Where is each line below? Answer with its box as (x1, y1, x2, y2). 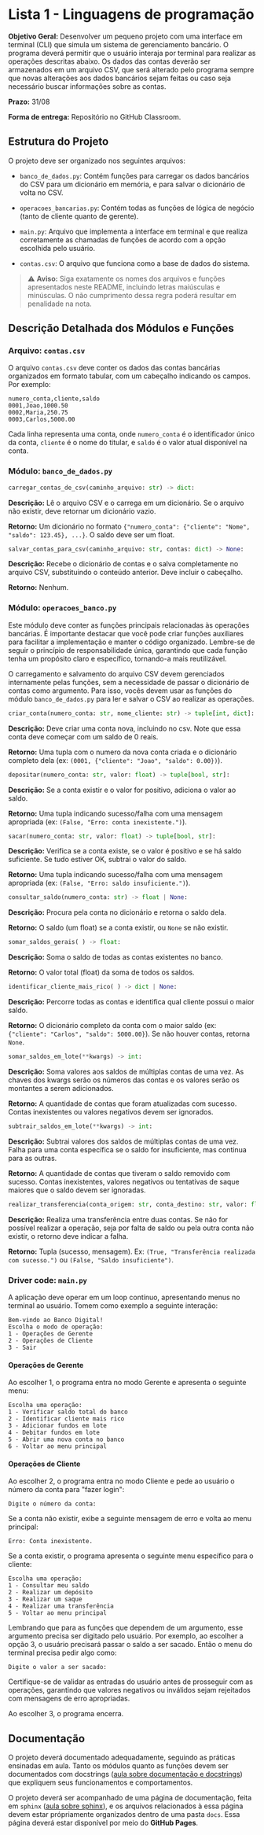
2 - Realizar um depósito (8, 1589, 93, 1597)
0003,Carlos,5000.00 (8, 415, 76, 424)
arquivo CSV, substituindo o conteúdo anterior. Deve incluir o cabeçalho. (8, 568, 244, 577)
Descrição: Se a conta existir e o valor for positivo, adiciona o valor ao (8, 785, 236, 794)
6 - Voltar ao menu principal (8, 1443, 108, 1450)
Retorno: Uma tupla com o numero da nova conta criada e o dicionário (8, 747, 237, 757)
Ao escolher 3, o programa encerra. (8, 1709, 124, 1719)
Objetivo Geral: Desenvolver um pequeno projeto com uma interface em (8, 31, 244, 41)
